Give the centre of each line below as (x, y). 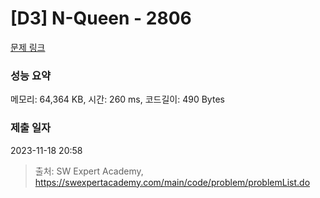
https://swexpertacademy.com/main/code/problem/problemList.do (172, 182)
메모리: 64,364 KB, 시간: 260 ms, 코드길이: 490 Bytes (117, 99)
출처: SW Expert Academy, (89, 171)
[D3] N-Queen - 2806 (101, 18)
